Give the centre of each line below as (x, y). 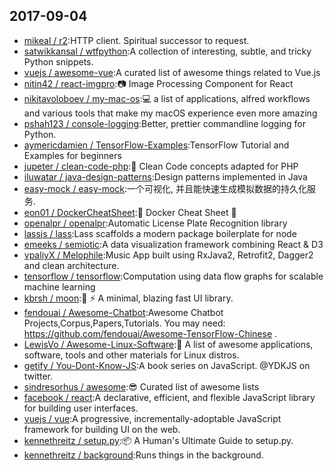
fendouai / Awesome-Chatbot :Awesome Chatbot (123, 312)
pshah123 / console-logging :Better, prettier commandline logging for (165, 123)
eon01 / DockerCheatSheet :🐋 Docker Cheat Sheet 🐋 (130, 212)
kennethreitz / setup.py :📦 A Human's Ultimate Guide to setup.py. (158, 440)
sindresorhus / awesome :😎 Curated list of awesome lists (141, 386)
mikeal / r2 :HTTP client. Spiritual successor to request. (136, 40)
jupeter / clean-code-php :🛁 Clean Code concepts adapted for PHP (161, 166)
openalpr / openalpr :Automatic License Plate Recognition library (155, 223)
